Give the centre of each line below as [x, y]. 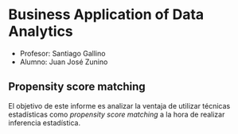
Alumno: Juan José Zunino [64, 62]
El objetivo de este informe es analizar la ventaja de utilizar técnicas [119, 105]
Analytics [41, 31]
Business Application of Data [106, 15]
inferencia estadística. [45, 123]
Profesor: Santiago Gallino [62, 53]
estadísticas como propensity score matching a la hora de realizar [117, 114]
